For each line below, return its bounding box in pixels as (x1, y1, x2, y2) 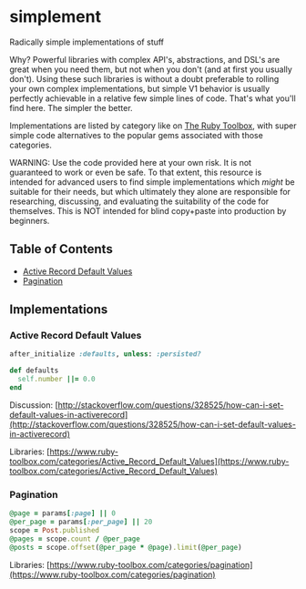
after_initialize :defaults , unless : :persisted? (9, 350, 202, 359)
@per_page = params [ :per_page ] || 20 (9, 517, 153, 527)
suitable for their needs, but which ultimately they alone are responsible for (9, 186, 291, 197)
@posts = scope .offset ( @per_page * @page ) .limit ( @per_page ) (9, 543, 243, 552)
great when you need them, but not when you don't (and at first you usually (9, 64, 293, 75)
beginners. (9, 215, 50, 226)
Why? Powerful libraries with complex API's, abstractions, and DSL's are (9, 54, 280, 65)
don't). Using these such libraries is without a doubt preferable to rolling (9, 73, 280, 84)
